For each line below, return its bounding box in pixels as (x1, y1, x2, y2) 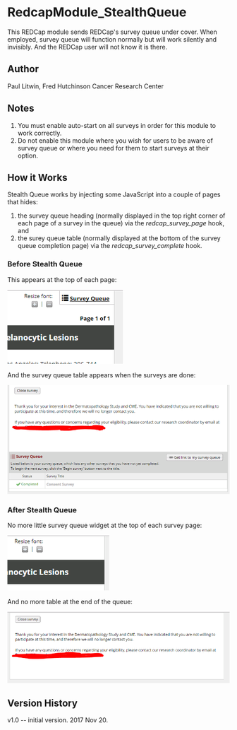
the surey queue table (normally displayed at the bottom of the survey (17, 234, 221, 242)
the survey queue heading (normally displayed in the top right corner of (17, 211, 226, 220)
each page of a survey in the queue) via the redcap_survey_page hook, (17, 219, 225, 228)
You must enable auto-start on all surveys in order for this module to (17, 121, 217, 129)
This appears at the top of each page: (7, 275, 117, 283)
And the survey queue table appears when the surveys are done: (7, 370, 196, 379)
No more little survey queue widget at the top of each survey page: (7, 521, 202, 529)
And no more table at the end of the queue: (7, 598, 133, 606)
